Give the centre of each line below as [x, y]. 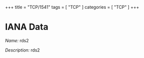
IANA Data [27, 27]
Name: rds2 [17, 40]
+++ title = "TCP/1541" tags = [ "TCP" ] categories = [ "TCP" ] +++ [72, 7]
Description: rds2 [23, 50]
